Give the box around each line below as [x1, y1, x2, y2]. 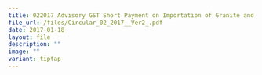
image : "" [8, 48, 41, 55]
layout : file [8, 33, 51, 41]
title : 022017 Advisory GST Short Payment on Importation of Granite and [8, 11, 255, 20]
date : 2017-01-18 [8, 26, 65, 34]
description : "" [8, 41, 61, 48]
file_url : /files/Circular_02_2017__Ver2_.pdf [8, 19, 163, 27]
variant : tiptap [8, 55, 61, 63]
